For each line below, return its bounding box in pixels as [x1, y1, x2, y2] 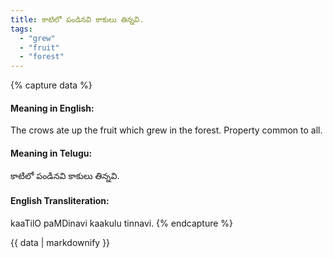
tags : [10, 24, 33, 34]
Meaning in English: [10, 102, 95, 114]
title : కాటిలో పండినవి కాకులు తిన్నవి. [10, 14, 145, 25]
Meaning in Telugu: [10, 147, 93, 159]
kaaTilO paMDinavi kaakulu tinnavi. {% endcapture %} [10, 217, 234, 229]
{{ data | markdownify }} [10, 236, 111, 248]
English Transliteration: [10, 195, 110, 207]
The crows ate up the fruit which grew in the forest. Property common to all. [10, 124, 323, 136]
